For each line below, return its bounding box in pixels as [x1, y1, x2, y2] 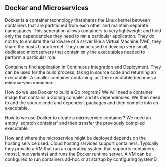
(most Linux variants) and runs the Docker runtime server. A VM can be [5, 151, 151, 157]
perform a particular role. [5, 54, 57, 60]
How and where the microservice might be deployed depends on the [5, 135, 146, 141]
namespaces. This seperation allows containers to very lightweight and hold [5, 27, 161, 34]
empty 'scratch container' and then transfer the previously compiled [5, 120, 145, 126]
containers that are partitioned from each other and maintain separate [5, 22, 148, 28]
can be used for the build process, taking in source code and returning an [5, 69, 156, 75]
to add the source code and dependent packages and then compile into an [5, 99, 158, 106]
